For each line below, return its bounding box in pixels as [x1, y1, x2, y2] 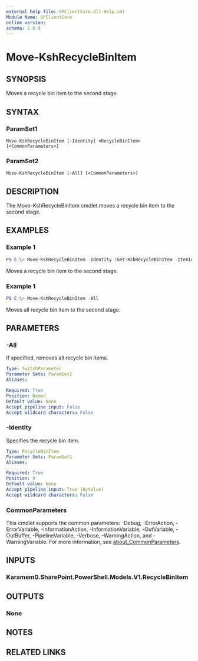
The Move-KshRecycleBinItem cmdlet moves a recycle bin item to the [6, 202, 175, 209]
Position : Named [6, 393, 46, 399]
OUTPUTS [6, 591, 44, 601]
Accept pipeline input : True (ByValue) [6, 487, 104, 492]
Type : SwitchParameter [6, 366, 62, 372]
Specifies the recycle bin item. [6, 437, 80, 444]
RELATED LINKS [6, 647, 66, 657]
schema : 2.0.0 [6, 25, 41, 31]
